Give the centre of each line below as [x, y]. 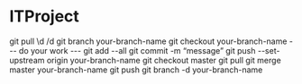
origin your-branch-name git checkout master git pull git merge [164, 60]
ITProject [44, 17]
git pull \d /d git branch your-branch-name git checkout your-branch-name [148, 41]
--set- [269, 50]
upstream [27, 60]
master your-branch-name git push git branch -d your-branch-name [136, 70]
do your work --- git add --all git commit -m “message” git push [137, 50]
